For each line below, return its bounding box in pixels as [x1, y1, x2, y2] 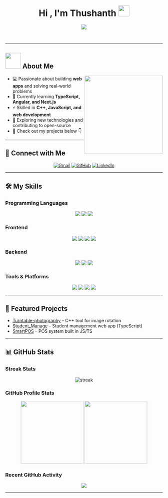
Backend [5, 248, 27, 255]
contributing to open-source [12, 122, 71, 128]
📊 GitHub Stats [5, 348, 54, 356]
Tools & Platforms [5, 273, 49, 280]
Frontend [5, 224, 28, 231]
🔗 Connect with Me [5, 149, 66, 158]
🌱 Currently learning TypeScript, [12, 93, 80, 100]
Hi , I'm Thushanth [38, 8, 116, 19]
